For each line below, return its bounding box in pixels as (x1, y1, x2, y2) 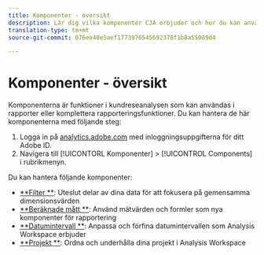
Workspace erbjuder (19, 230, 86, 239)
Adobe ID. (19, 141, 53, 150)
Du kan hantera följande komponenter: (8, 172, 133, 182)
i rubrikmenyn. (19, 157, 67, 167)
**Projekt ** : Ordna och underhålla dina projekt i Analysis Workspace (19, 238, 246, 248)
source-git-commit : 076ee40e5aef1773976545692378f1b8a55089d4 (8, 33, 216, 42)
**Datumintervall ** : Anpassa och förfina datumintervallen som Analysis (19, 221, 255, 231)
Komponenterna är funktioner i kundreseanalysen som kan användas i (8, 100, 235, 110)
